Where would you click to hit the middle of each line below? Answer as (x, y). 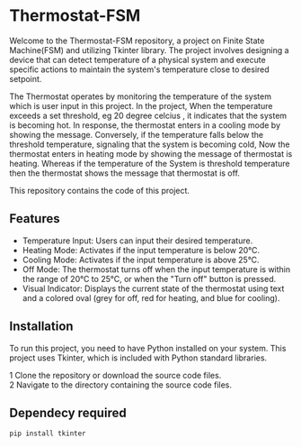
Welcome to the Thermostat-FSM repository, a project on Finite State (137, 41)
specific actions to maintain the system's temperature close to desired (139, 69)
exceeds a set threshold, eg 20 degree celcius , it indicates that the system (148, 115)
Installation (41, 327)
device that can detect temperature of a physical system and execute (138, 59)
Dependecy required (68, 412)
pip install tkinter (48, 433)
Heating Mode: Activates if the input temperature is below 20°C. (141, 250)
